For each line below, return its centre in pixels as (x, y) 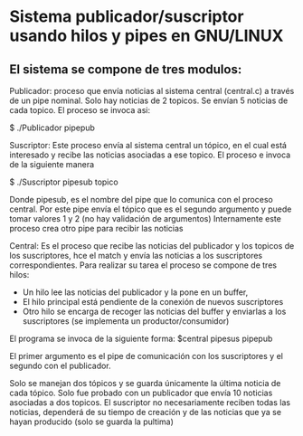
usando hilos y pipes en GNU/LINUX (147, 36)
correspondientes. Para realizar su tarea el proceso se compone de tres (143, 265)
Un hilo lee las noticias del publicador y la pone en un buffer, (135, 292)
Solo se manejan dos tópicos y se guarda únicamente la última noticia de (145, 383)
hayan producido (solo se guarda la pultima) (92, 422)
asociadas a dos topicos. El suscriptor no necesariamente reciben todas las (150, 403)
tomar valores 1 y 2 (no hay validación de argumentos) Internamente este (146, 218)
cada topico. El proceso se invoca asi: (80, 110)
